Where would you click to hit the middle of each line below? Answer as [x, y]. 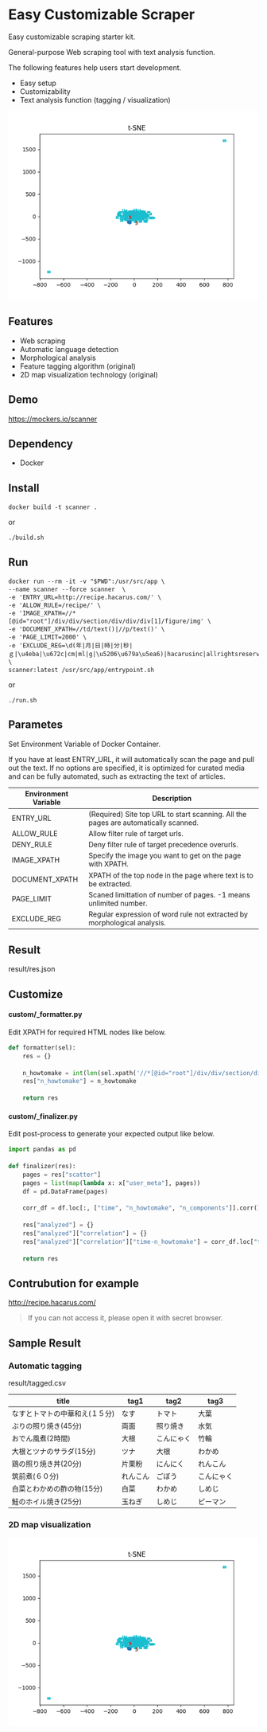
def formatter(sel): [43, 1048]
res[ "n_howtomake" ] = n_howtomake [79, 1081]
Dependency [41, 444]
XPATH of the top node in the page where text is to [171, 875]
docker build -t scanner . [53, 507]
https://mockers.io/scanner [53, 419]
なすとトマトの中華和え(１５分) [63, 1413]
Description [172, 798]
